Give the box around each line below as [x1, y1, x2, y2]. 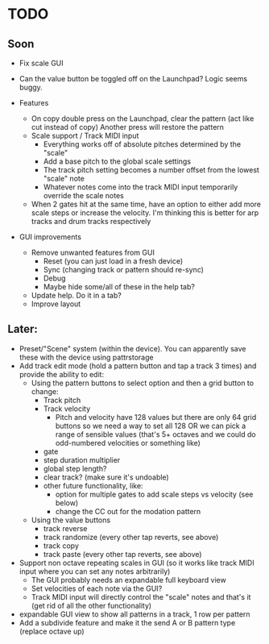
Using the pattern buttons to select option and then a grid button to [31, 378, 255, 388]
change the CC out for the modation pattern [55, 506, 201, 516]
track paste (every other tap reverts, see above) [43, 549, 202, 559]
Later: [7, 322, 38, 336]
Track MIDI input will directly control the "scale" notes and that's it [31, 592, 251, 601]
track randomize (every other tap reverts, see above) [43, 532, 219, 542]
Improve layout [31, 299, 81, 309]
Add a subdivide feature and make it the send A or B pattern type [19, 617, 236, 627]
